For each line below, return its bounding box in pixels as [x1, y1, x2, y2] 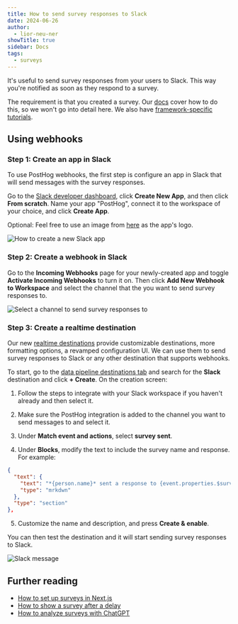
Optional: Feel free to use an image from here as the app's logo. [7, 221, 193, 230]
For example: [17, 453, 56, 462]
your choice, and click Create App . [7, 207, 110, 215]
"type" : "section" [13, 500, 69, 507]
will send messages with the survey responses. [7, 178, 145, 187]
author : [7, 23, 30, 31]
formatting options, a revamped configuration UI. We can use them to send [7, 346, 226, 355]
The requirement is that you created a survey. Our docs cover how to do [7, 97, 218, 106]
